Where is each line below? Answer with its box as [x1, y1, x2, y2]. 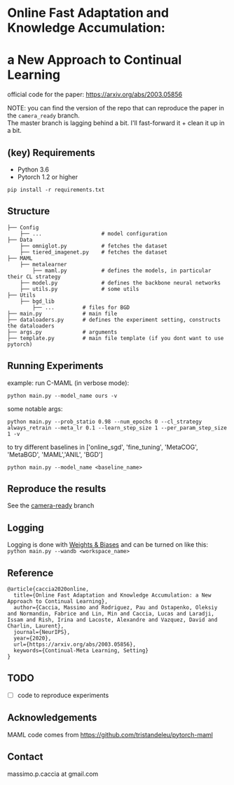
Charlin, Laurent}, [7, 623, 64, 630]
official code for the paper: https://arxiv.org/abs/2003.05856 [7, 90, 183, 99]
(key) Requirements [7, 146, 96, 159]
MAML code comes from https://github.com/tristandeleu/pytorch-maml [7, 730, 214, 739]
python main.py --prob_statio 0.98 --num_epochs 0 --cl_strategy [7, 418, 202, 425]
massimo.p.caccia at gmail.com [7, 770, 99, 778]
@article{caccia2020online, [7, 585, 90, 592]
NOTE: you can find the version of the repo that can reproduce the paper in [7, 104, 224, 112]
